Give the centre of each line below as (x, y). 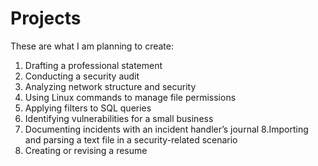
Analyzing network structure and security (110, 86)
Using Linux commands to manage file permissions (130, 97)
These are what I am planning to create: (92, 46)
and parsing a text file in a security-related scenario (131, 139)
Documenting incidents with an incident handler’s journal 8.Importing (166, 129)
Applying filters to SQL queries (88, 108)
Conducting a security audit (82, 76)
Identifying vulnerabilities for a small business (119, 118)
